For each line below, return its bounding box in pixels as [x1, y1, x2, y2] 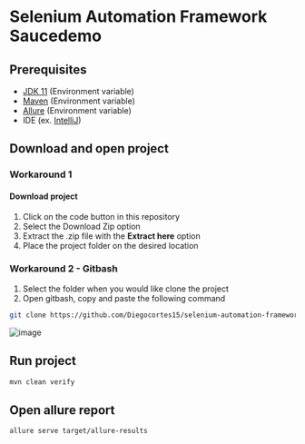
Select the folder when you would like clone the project [22, 283, 230, 294]
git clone [9, 311, 47, 320]
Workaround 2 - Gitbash [9, 262, 118, 275]
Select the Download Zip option [22, 221, 141, 232]
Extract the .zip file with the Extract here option [22, 230, 202, 242]
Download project [9, 191, 79, 202]
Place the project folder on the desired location [22, 240, 199, 251]
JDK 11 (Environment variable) [22, 86, 134, 96]
